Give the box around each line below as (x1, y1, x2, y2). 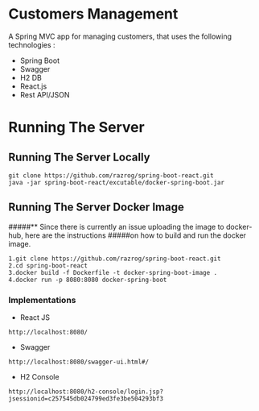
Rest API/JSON (19, 89, 70, 99)
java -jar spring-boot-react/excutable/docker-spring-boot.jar (8, 178, 225, 186)
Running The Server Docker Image (8, 201, 185, 214)
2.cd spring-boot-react (8, 261, 88, 270)
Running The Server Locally (8, 150, 150, 164)
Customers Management (8, 5, 179, 23)
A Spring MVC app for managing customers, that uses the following (8, 31, 232, 41)
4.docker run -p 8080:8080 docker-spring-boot (8, 276, 167, 284)
